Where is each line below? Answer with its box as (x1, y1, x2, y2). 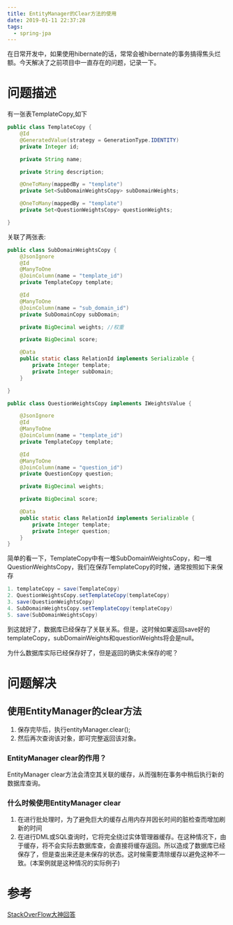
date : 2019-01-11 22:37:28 (7, 17, 86, 24)
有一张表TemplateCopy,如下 (7, 110, 88, 119)
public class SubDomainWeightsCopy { (7, 246, 117, 253)
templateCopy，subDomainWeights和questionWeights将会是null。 (7, 633, 198, 642)
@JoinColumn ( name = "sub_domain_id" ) (20, 304, 130, 311)
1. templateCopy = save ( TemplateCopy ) (7, 585, 120, 593)
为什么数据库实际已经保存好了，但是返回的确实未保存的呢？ (7, 648, 179, 656)
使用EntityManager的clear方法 (7, 705, 142, 717)
